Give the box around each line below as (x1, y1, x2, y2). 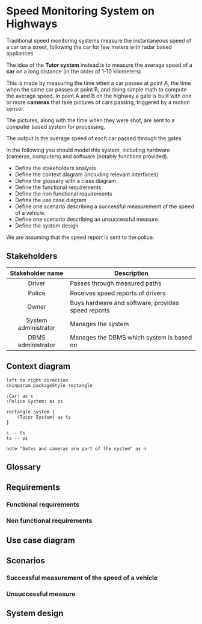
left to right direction (6, 377, 69, 383)
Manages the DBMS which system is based (70, 333, 192, 341)
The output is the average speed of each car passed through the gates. (6, 134, 183, 142)
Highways (6, 17, 58, 31)
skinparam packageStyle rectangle (6, 382, 93, 389)
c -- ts (6, 430, 26, 436)
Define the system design (14, 221, 79, 229)
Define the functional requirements (14, 184, 102, 191)
